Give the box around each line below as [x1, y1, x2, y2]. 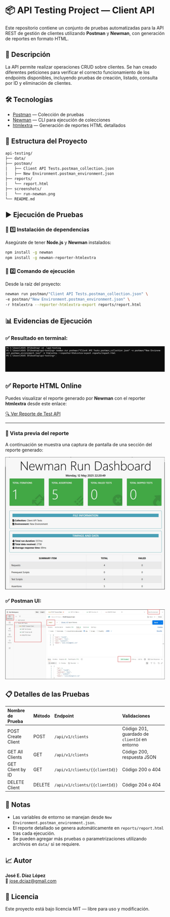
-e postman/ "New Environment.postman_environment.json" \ [5, 297, 130, 302]
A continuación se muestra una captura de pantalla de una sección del [5, 441, 153, 447]
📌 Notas [5, 801, 31, 809]
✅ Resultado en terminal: [5, 335, 68, 342]
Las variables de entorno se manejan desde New [12, 814, 112, 820]
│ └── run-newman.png [5, 191, 56, 196]
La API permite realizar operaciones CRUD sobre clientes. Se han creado [5, 63, 157, 70]
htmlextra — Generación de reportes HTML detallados [12, 122, 126, 128]
